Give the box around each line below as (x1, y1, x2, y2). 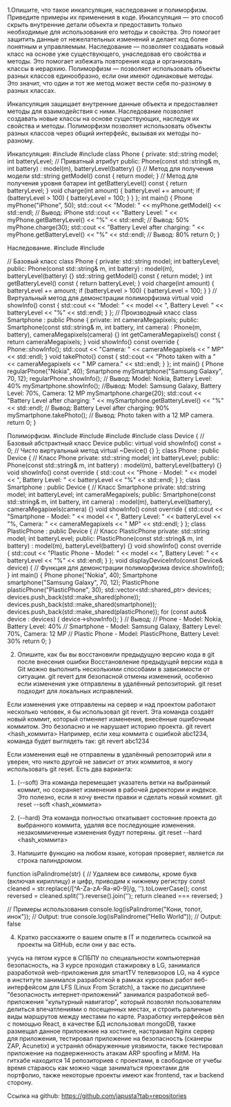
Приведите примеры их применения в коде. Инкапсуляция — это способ (7, 13, 224, 21)
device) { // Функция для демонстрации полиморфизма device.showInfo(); (7, 564, 225, 572)
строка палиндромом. (17, 857, 83, 864)
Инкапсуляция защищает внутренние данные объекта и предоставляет (7, 100, 219, 108)
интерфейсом (7, 983, 48, 991)
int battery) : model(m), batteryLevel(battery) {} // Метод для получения (7, 165, 214, 172)
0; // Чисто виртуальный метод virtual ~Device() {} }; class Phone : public (7, 446, 219, 455)
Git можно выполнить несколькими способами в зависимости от (17, 665, 210, 673)
